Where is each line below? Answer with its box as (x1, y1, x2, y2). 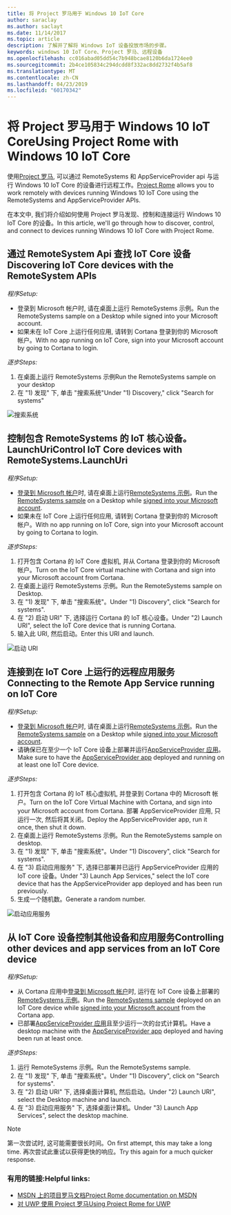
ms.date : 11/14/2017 (7, 29, 67, 37)
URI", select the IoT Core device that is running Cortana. (17, 621, 177, 630)
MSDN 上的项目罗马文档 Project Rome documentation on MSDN (17, 1191, 197, 1199)
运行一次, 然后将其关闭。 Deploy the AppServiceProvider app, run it (17, 815, 208, 823)
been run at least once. (17, 1034, 83, 1043)
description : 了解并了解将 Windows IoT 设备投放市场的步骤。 (7, 42, 170, 49)
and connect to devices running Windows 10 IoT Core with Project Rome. (7, 227, 214, 235)
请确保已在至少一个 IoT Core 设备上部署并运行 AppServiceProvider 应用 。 (17, 745, 225, 754)
